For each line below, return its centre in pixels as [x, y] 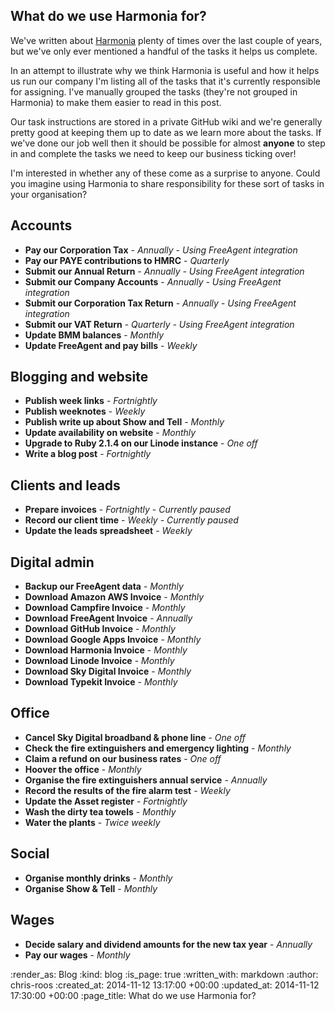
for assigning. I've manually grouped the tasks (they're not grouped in [154, 91]
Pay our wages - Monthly [77, 955]
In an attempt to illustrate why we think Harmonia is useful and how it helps [165, 70]
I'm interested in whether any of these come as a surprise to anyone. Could [165, 173]
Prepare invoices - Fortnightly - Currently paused [127, 510]
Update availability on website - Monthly [110, 433]
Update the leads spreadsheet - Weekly [108, 531]
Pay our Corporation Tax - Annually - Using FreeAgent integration [161, 250]
